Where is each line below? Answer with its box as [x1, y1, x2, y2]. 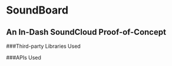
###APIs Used [6, 54, 41, 61]
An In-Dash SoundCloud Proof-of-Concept [6, 27, 167, 37]
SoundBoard [6, 4, 69, 17]
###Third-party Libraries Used [6, 42, 81, 49]
